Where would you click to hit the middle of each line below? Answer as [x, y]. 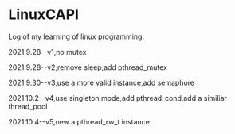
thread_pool [28, 106]
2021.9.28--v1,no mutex [47, 52]
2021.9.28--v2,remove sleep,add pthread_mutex [88, 67]
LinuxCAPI [44, 15]
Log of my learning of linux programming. [76, 36]
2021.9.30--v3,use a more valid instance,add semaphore [102, 82]
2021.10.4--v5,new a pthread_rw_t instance [79, 121]
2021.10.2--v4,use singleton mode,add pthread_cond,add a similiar [117, 98]
